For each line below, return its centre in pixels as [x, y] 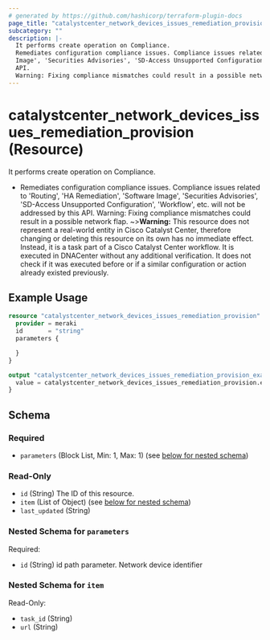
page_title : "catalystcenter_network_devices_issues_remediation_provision [138, 23]
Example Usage [48, 298]
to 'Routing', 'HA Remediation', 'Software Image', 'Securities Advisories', [139, 196]
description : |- [35, 38]
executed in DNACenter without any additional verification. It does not [135, 255]
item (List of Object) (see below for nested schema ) [105, 502]
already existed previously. [64, 272]
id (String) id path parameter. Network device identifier [111, 565]
